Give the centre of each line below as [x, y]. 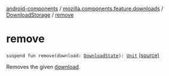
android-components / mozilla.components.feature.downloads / [85, 9]
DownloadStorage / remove [40, 15]
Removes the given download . [43, 66]
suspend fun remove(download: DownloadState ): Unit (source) [83, 55]
